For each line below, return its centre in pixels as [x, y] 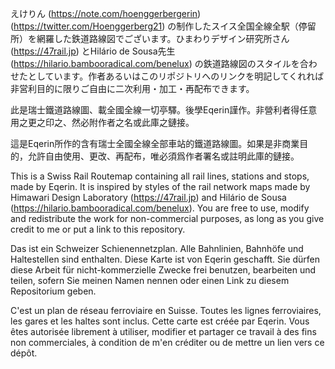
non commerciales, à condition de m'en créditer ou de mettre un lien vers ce [167, 342]
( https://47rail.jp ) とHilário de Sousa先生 [93, 51]
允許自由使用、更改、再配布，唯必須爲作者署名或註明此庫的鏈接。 [163, 156]
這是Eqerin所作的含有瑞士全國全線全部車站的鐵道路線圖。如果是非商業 [155, 143]
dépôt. [24, 353]
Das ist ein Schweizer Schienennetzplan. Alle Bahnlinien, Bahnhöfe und [157, 248]
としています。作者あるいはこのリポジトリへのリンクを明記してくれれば [176, 76]
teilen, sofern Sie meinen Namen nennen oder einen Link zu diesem [150, 280]
